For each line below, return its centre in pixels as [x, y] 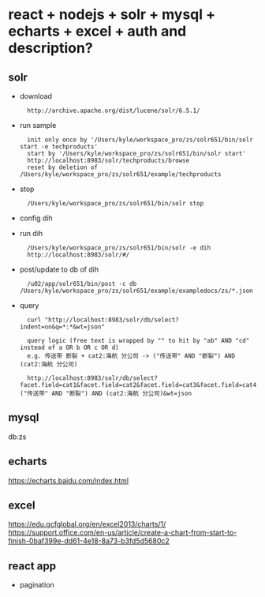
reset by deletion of [63, 167]
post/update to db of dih [59, 269]
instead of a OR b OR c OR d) [69, 347]
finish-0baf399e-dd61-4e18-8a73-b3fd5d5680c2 [89, 541]
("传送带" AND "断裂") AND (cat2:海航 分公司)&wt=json [105, 393]
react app [32, 566]
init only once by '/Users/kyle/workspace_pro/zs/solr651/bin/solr [140, 140]
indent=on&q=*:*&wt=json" [62, 327]
